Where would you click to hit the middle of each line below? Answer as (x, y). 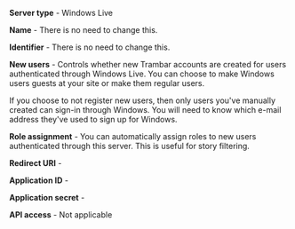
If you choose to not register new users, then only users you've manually (143, 100)
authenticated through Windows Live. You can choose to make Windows (142, 74)
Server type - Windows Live (61, 13)
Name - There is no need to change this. (84, 30)
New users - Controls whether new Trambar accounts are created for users (148, 64)
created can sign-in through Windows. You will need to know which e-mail (145, 110)
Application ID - (39, 180)
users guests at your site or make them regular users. (107, 83)
